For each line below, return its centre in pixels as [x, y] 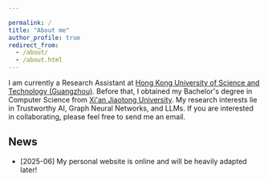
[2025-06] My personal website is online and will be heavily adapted [133, 161]
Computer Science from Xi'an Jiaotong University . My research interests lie [133, 100]
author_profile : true [45, 38]
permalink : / [30, 22]
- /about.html [39, 60]
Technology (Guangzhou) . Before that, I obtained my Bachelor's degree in [130, 91]
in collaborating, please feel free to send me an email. [97, 117]
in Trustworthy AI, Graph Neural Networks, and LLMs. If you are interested [131, 108]
